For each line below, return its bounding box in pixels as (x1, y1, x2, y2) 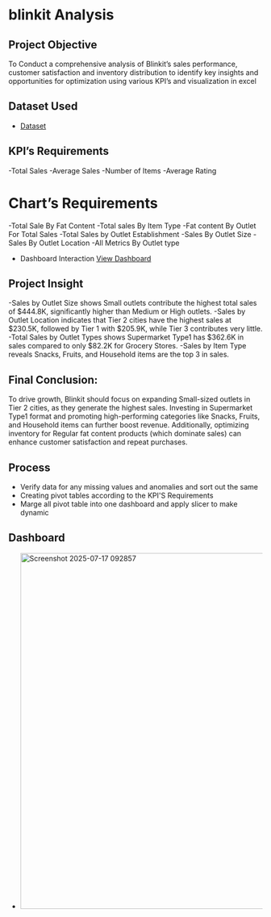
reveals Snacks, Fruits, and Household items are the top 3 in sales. (8, 349, 230, 360)
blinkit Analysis (8, 6, 115, 24)
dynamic (19, 508, 50, 517)
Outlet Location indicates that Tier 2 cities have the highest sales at (8, 315, 232, 325)
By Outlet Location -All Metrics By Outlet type (27, 238, 180, 248)
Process (8, 461, 51, 474)
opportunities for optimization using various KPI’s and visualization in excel (8, 77, 256, 85)
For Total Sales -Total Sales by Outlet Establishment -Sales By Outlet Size (8, 229, 252, 239)
